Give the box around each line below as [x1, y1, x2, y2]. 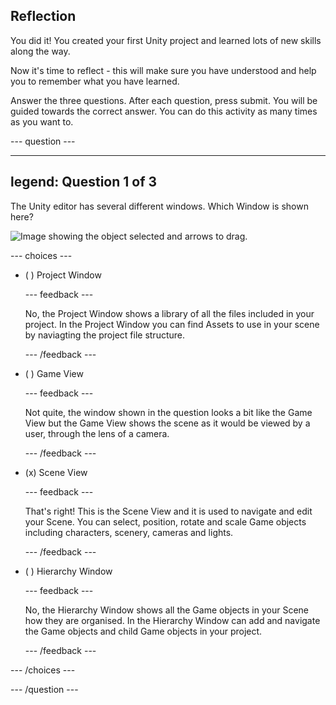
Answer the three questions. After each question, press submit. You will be [10, 94, 318, 106]
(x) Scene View [24, 466, 88, 478]
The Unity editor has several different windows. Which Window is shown [10, 200, 309, 212]
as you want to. [10, 115, 74, 128]
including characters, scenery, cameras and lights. [24, 526, 234, 538]
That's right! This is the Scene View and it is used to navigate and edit [24, 505, 313, 517]
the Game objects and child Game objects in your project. [24, 625, 263, 637]
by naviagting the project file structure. [24, 329, 186, 341]
